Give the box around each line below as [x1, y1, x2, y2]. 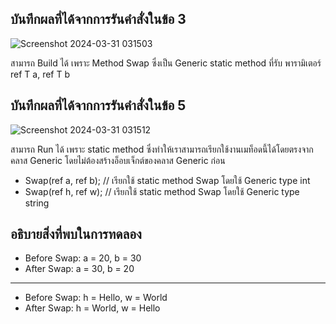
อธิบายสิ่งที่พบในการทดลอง [10, 226, 142, 243]
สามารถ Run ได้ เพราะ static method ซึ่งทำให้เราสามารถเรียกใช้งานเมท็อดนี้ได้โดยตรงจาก [10, 143, 314, 155]
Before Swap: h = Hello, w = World [24, 292, 168, 304]
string [24, 197, 50, 209]
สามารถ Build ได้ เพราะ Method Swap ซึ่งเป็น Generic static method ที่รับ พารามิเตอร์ [10, 57, 322, 69]
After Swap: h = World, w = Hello [24, 302, 161, 314]
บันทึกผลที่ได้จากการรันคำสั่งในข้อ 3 [10, 11, 187, 28]
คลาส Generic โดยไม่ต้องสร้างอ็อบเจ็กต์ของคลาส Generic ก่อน [10, 154, 226, 166]
